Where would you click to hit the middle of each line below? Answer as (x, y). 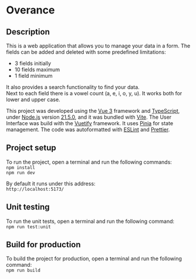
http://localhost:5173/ (35, 189)
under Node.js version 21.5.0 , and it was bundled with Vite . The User (89, 117)
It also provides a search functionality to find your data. (73, 87)
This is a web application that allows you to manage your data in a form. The (98, 46)
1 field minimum (33, 76)
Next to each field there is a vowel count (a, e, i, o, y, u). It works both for (94, 93)
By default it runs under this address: (51, 183)
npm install (21, 167)
